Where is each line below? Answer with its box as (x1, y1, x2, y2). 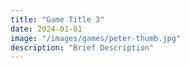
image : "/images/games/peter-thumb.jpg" (10, 33, 182, 43)
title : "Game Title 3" (10, 14, 105, 25)
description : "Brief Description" (10, 42, 155, 53)
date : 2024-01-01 (10, 24, 83, 34)
